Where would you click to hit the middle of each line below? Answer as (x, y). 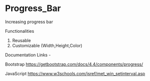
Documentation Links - (28, 55)
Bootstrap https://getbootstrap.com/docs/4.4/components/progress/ (74, 64)
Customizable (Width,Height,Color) (47, 45)
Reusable (21, 40)
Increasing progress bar (29, 22)
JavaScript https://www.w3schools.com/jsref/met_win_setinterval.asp (75, 73)
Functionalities (20, 31)
